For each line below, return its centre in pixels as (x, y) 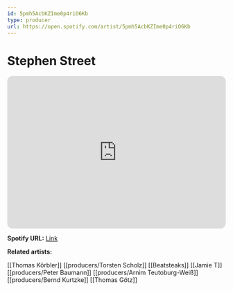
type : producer (29, 20)
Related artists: (30, 252)
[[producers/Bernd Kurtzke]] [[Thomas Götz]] (72, 280)
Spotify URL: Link (33, 238)
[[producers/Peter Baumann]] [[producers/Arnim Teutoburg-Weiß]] (103, 273)
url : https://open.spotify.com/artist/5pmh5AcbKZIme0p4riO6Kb (99, 26)
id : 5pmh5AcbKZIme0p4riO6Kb (48, 14)
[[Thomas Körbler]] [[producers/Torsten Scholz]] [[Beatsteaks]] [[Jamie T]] (115, 265)
